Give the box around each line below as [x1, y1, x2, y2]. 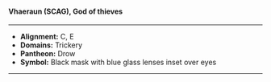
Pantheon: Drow [19, 49, 76, 59]
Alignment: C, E [19, 32, 74, 42]
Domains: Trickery [19, 40, 83, 50]
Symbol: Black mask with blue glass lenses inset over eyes [19, 57, 217, 68]
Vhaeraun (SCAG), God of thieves [8, 6, 123, 16]
